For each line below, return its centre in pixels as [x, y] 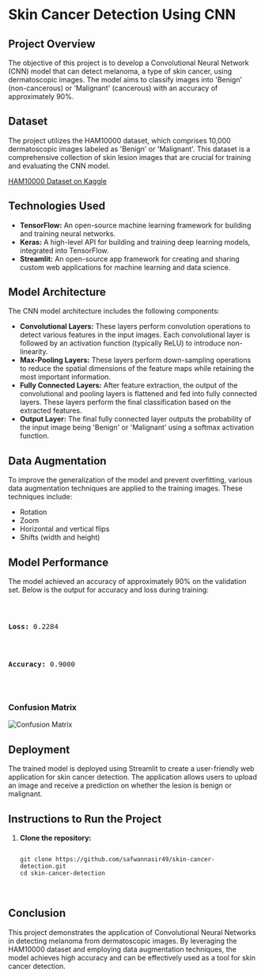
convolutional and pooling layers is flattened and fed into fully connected [138, 394]
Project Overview [52, 44]
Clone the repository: [55, 838]
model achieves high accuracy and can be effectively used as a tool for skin [132, 957]
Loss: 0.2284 [34, 627]
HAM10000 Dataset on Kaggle [57, 181]
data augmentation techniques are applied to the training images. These [125, 488]
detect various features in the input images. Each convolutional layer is [135, 335]
